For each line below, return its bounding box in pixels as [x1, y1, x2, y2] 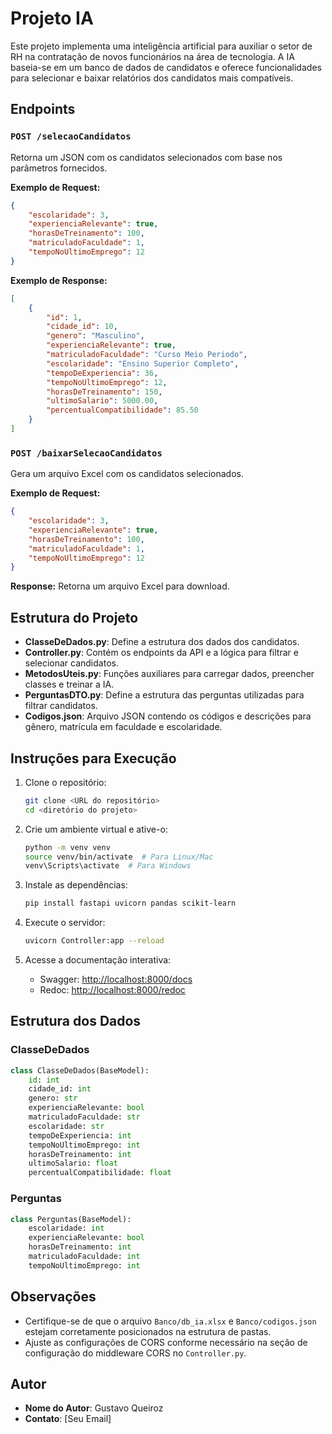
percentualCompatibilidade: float [28, 1168, 172, 1178]
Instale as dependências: [24, 879, 128, 891]
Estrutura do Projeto [10, 609, 139, 626]
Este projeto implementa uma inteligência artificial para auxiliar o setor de [10, 40, 313, 52]
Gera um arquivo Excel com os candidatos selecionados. [10, 468, 245, 480]
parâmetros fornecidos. [10, 162, 108, 174]
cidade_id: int [28, 1084, 92, 1094]
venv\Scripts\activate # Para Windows [24, 861, 192, 871]
